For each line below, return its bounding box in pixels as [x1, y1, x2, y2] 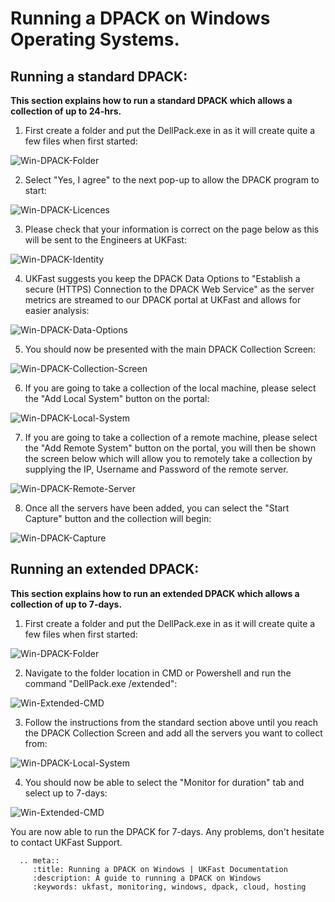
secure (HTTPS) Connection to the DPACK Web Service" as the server [24, 283, 315, 295]
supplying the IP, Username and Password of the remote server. [24, 463, 289, 475]
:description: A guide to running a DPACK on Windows [32, 873, 262, 883]
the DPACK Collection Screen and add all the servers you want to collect [24, 727, 323, 739]
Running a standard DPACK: [10, 68, 188, 85]
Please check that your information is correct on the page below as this [24, 223, 320, 235]
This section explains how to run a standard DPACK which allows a [10, 95, 293, 106]
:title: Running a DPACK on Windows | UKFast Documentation [32, 864, 288, 874]
